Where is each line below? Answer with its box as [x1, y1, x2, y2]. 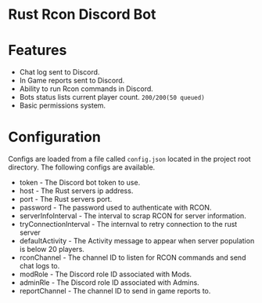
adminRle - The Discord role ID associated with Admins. [19, 278, 199, 287]
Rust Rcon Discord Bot [8, 5, 156, 24]
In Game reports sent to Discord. [19, 76, 125, 86]
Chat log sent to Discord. [19, 68, 100, 77]
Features [8, 42, 67, 60]
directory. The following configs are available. [8, 162, 156, 172]
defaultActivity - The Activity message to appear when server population [19, 236, 255, 246]
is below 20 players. [19, 245, 84, 254]
